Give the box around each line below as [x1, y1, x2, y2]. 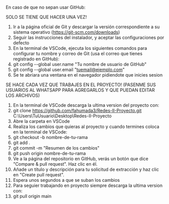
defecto [13, 40, 30, 46]
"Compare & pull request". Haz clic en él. [13, 161, 98, 167]
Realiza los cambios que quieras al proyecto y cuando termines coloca [13, 123, 160, 129]
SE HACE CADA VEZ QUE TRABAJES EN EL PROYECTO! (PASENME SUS [6, 82, 156, 88]
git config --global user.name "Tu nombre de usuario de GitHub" [13, 61, 147, 67]
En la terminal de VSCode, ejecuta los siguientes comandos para [13, 45, 147, 51]
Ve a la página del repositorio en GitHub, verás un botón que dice [13, 156, 149, 162]
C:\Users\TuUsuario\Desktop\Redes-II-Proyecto [13, 113, 112, 119]
